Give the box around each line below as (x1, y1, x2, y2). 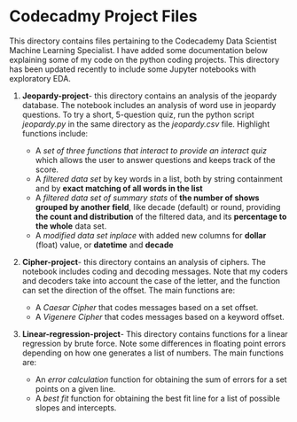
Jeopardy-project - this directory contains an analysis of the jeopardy (21, 90, 277, 101)
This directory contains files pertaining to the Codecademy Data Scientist (9, 35, 277, 46)
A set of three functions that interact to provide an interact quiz (35, 145, 268, 156)
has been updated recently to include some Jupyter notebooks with (9, 64, 257, 74)
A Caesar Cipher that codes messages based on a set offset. (35, 301, 259, 312)
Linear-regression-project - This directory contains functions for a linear (21, 328, 288, 339)
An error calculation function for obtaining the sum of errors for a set (35, 374, 287, 385)
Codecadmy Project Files (9, 6, 198, 27)
